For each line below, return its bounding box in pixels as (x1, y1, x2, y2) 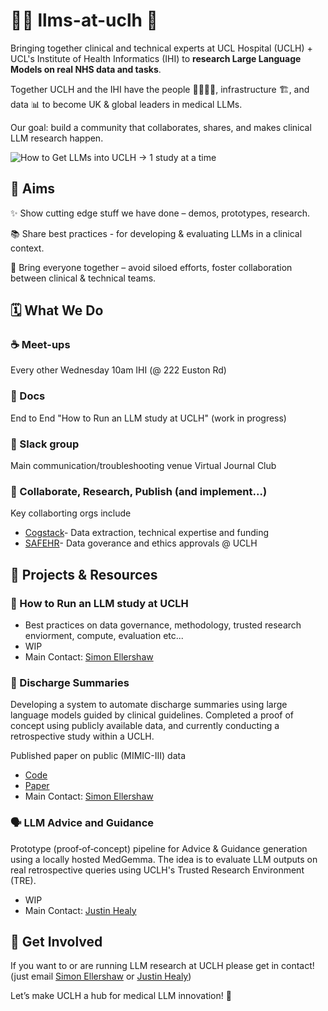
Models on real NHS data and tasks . (10, 63, 162, 75)
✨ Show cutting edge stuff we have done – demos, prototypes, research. (10, 207, 311, 219)
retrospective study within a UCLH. (10, 730, 155, 743)
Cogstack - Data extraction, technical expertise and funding (24, 527, 270, 539)
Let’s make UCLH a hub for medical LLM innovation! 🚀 (10, 990, 232, 1002)
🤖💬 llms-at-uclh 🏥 (10, 9, 158, 32)
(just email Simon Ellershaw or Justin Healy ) (10, 970, 192, 983)
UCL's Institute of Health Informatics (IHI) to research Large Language (10, 52, 302, 64)
